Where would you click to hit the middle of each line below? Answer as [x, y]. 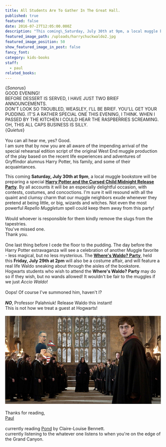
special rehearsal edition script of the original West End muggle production [81, 151]
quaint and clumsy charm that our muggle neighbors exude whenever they [81, 198]
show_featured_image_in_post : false [43, 47]
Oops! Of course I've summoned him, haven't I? [54, 292]
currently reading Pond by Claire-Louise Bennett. [55, 428]
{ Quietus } [15, 130]
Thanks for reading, [25, 413]
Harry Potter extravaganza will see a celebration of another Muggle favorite [82, 250]
